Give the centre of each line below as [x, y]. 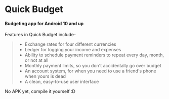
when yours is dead [45, 76]
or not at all [36, 60]
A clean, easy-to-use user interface [62, 82]
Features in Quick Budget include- [40, 35]
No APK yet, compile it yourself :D [40, 91]
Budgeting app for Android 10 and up [44, 23]
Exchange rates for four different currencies [71, 44]
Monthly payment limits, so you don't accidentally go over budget [93, 66]
